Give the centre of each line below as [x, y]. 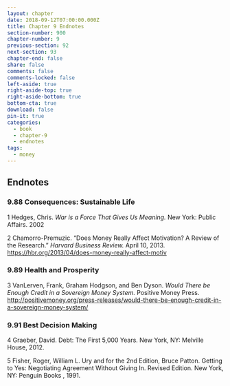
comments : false [30, 71]
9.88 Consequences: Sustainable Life [71, 202]
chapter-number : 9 [33, 39]
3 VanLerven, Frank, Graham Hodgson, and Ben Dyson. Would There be [109, 285]
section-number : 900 [37, 33]
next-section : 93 [32, 52]
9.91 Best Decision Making [52, 325]
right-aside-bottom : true [44, 97]
